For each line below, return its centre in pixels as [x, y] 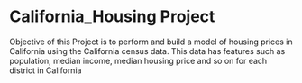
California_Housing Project [112, 17]
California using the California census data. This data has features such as [147, 51]
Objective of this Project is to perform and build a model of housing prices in [151, 41]
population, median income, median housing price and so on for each [138, 60]
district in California [46, 70]
